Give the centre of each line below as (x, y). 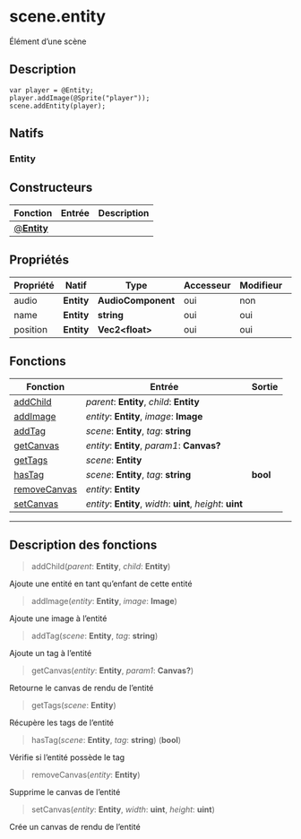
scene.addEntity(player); (57, 106)
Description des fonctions (83, 545)
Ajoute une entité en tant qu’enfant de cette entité (101, 584)
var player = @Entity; (52, 90)
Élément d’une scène (48, 41)
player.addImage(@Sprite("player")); (80, 98)
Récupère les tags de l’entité (62, 722)
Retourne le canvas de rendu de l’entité (82, 688)
